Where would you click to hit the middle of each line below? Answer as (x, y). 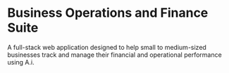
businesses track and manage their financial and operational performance (114, 55)
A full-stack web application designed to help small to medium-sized (107, 47)
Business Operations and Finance (108, 13)
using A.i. (21, 62)
